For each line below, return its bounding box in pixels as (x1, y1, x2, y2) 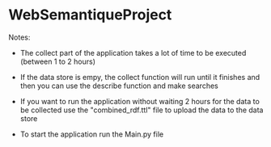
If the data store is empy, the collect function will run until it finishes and (19, 72, 260, 82)
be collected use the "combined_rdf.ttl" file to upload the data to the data (19, 105, 264, 115)
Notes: (8, 32, 31, 42)
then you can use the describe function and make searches (19, 81, 218, 90)
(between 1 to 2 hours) (19, 57, 95, 66)
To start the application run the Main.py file (19, 129, 164, 139)
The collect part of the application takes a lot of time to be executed (19, 48, 247, 57)
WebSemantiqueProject (8, 6, 172, 24)
